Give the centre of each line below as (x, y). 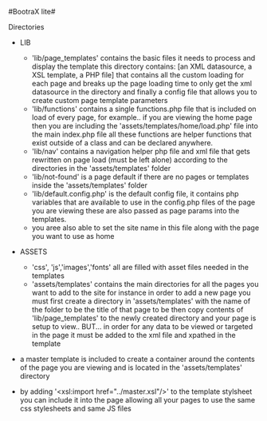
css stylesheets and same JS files (75, 408)
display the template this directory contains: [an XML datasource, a (142, 66)
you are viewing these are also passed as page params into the (135, 210)
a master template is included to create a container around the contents (137, 359)
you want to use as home (73, 236)
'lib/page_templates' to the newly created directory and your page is (144, 318)
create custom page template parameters (100, 100)
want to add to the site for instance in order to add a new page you (141, 292)
